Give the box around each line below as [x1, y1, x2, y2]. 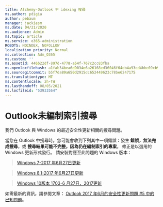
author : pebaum [5, 16, 36, 21]
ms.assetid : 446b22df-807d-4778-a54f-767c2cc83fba [5, 61, 110, 66]
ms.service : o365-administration [5, 39, 73, 44]
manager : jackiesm [5, 20, 42, 26]
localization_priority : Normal [5, 47, 68, 52]
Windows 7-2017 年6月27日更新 [16, 160, 81, 166]
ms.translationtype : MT [5, 74, 53, 79]
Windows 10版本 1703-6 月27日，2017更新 [16, 180, 102, 186]
